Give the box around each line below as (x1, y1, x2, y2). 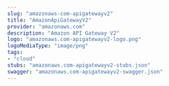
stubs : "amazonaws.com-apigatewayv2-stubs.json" (7, 62, 151, 69)
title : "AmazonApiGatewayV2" (7, 17, 92, 24)
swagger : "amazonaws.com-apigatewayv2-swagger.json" (7, 68, 163, 75)
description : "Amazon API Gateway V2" (7, 29, 120, 37)
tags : (7, 49, 23, 56)
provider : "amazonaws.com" (7, 23, 86, 30)
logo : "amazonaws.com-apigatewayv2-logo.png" (7, 36, 141, 43)
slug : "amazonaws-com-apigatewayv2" (7, 10, 113, 17)
